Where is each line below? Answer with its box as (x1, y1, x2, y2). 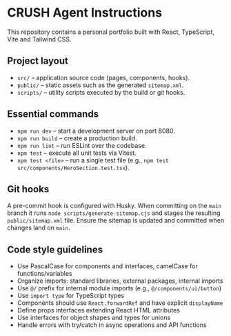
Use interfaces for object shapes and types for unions (17, 313, 171, 322)
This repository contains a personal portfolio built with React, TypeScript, (7, 28, 215, 36)
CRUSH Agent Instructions (7, 5, 163, 21)
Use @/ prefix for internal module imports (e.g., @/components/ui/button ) (17, 284, 222, 292)
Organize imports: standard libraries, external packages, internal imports (17, 277, 223, 285)
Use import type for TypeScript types (17, 292, 125, 300)
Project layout (7, 55, 69, 67)
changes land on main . (7, 223, 70, 232)
